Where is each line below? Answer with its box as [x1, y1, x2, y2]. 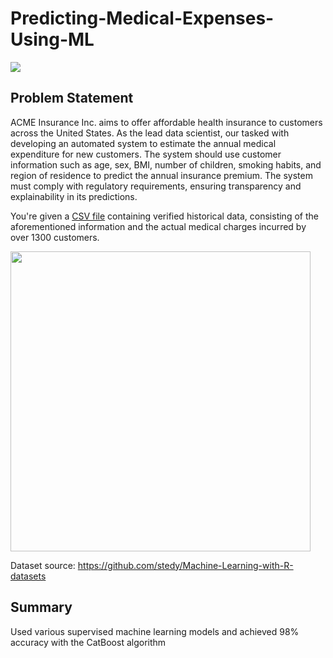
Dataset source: [10, 559, 76, 571]
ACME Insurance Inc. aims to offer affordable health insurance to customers [10, 116, 323, 128]
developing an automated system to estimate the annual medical [10, 137, 277, 149]
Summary [10, 599, 73, 616]
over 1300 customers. [10, 231, 100, 243]
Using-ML [10, 28, 95, 51]
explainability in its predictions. [10, 190, 138, 202]
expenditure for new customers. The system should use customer [10, 148, 282, 160]
